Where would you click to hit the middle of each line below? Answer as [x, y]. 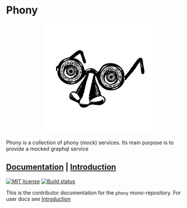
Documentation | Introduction [61, 167]
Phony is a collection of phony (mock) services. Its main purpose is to [90, 142]
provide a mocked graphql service [47, 149]
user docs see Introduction [39, 199]
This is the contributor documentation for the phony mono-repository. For [93, 192]
